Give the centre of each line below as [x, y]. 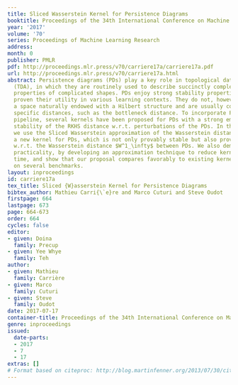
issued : [19, 331]
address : [20, 47]
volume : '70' [27, 34]
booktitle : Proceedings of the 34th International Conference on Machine [119, 21]
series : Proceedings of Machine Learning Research [84, 40]
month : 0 [20, 54]
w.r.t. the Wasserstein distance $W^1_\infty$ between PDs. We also [117, 146]
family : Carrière [39, 278]
